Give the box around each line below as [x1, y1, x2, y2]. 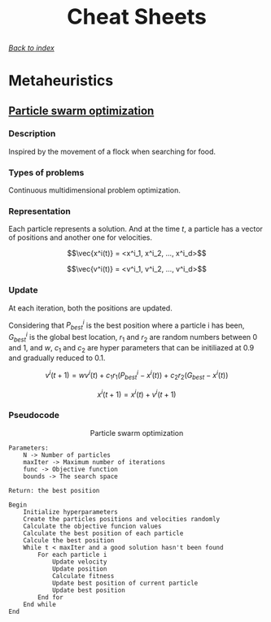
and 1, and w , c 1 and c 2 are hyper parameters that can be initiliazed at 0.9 [8, 342, 255, 354]
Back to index [8, 42, 55, 53]
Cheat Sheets [66, 2, 208, 29]
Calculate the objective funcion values [23, 522, 162, 530]
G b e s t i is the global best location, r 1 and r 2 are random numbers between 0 [8, 331, 258, 344]
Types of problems [8, 167, 85, 178]
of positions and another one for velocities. [8, 233, 153, 242]
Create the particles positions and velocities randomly [23, 515, 221, 523]
